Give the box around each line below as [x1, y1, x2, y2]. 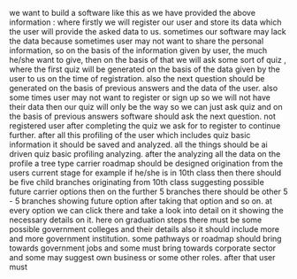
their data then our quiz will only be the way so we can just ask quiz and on [9, 102, 283, 112]
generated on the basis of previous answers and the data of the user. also [9, 83, 278, 93]
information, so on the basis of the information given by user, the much [9, 45, 268, 56]
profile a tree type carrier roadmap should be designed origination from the [9, 159, 284, 168]
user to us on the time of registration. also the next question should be [9, 74, 265, 83]
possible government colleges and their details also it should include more [9, 224, 280, 234]
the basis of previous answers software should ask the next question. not [9, 111, 277, 121]
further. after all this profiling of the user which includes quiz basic [9, 130, 251, 140]
